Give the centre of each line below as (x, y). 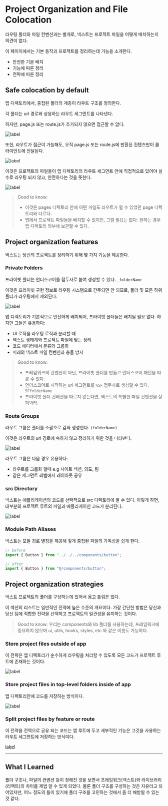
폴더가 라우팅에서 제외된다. (31, 296)
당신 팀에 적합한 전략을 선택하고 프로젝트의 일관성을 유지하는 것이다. (71, 614)
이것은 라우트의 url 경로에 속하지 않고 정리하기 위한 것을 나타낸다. (68, 438)
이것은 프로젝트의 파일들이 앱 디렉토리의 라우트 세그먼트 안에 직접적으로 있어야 (81, 171)
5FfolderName (38, 391)
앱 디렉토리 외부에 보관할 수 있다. (57, 226)
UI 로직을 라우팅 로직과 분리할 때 (44, 333)
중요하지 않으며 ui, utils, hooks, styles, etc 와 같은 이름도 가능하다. (83, 631)
